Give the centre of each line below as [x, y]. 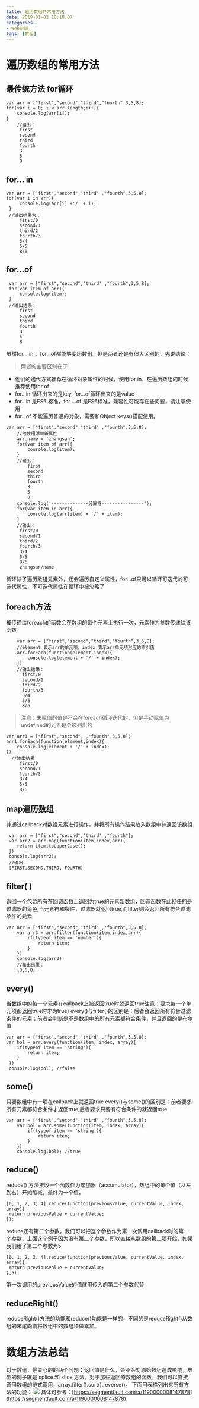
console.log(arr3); [41, 959]
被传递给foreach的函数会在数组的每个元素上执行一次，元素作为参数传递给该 [99, 622]
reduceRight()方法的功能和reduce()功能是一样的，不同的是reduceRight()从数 [99, 1319]
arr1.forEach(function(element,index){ [55, 741]
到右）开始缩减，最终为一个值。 [45, 1192]
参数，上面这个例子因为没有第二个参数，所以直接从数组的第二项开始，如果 [102, 1238]
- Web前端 [17, 28]
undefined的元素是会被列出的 [57, 725]
